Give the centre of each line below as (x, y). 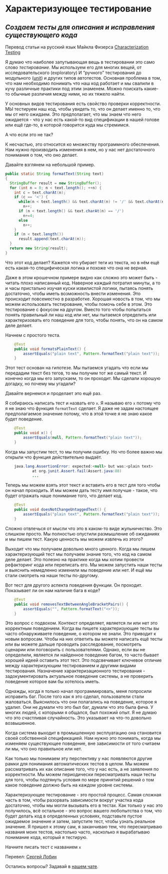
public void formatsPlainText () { (50, 349)
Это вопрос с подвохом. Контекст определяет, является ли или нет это (81, 623)
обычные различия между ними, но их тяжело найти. (68, 94)
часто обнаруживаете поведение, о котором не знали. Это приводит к (81, 634)
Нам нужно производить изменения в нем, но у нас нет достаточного (80, 150)
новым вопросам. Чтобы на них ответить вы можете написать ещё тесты (84, 639)
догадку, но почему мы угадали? (40, 384)
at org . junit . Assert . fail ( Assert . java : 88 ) (77, 471)
